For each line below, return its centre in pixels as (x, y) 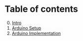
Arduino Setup (26, 28)
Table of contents (41, 9)
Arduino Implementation (36, 33)
